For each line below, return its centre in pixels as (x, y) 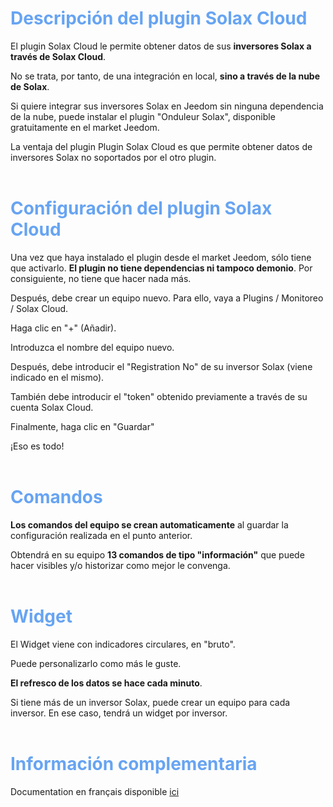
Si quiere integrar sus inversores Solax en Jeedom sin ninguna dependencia (167, 106)
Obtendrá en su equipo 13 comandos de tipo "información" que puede (157, 554)
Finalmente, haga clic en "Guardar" (82, 426)
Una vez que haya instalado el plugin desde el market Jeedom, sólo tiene (161, 257)
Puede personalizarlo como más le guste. (96, 663)
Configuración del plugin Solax (141, 208)
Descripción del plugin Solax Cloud (159, 18)
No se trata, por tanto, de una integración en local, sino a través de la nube (165, 76)
